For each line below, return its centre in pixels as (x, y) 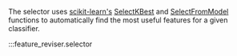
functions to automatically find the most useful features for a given (118, 20)
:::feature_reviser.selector (50, 44)
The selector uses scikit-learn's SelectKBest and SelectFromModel (118, 12)
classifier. (24, 28)
